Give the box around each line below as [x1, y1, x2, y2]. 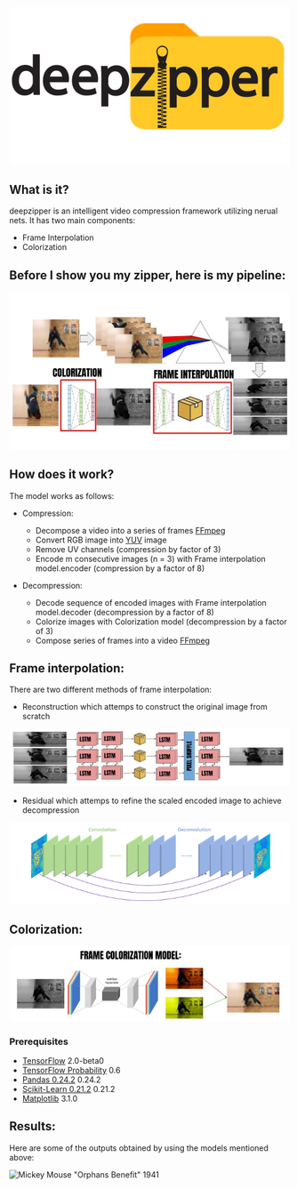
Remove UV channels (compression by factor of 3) [35, 543, 221, 554]
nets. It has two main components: [9, 215, 136, 226]
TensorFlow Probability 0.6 [21, 1064, 121, 1075]
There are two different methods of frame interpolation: [9, 684, 212, 695]
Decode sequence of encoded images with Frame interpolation [35, 597, 267, 607]
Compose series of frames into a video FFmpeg [35, 635, 211, 646]
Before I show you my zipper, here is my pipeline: [9, 268, 286, 283]
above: [9, 1152, 35, 1162]
